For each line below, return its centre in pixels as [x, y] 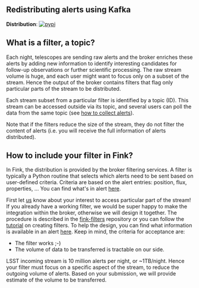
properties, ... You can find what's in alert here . [64, 189]
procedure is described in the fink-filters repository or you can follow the [95, 219]
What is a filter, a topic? [50, 43]
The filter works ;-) [38, 243]
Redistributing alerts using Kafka [69, 10]
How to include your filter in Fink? [70, 156]
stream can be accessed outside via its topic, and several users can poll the [99, 106]
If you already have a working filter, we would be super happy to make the [97, 207]
